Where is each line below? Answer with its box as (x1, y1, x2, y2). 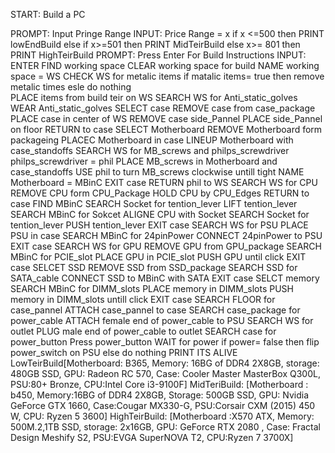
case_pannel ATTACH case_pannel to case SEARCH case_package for (10, 304, 301, 316)
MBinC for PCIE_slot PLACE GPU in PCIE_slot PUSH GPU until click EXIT (10, 251, 307, 263)
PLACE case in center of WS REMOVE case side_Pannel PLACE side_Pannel (10, 113, 323, 124)
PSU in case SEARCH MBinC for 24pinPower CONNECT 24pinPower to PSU (10, 230, 323, 241)
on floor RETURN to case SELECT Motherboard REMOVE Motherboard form (10, 124, 323, 135)
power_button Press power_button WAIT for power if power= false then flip (10, 336, 320, 348)
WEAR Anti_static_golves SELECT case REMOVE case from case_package (10, 102, 316, 114)
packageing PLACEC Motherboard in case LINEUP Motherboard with (10, 134, 294, 146)
